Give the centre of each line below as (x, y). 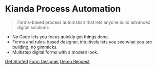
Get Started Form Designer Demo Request (48, 61)
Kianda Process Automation (63, 9)
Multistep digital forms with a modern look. (55, 52)
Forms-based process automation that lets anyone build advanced (84, 22)
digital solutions (33, 27)
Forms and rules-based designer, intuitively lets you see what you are (82, 41)
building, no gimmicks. (35, 47)
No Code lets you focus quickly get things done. (60, 37)
